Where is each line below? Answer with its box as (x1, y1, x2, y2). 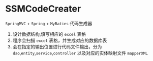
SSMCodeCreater (5, 3, 81, 15)
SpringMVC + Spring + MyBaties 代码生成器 (5, 20, 93, 26)
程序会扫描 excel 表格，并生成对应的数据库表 (12, 37, 107, 43)
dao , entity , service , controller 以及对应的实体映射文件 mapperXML (12, 50, 148, 56)
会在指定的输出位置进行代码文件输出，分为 (12, 43, 102, 49)
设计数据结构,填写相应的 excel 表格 (12, 31, 86, 37)
